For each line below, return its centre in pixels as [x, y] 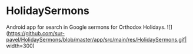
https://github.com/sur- [36, 33]
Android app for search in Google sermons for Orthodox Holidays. [86, 27]
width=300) [21, 46]
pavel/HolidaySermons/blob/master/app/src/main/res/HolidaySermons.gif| [96, 39]
